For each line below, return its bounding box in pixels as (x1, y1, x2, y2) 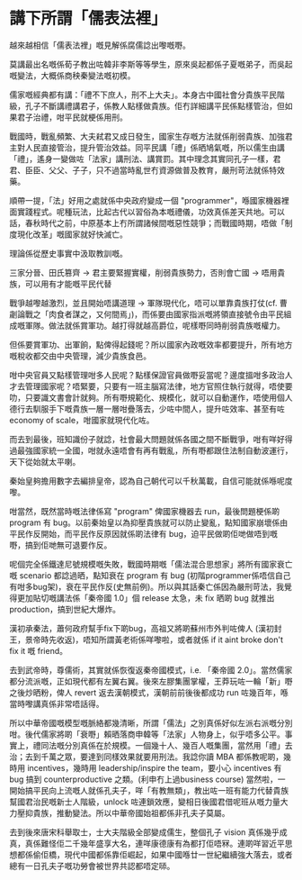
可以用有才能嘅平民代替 (24, 278, 112, 289)
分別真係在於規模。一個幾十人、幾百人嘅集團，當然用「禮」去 (64, 739, 293, 750)
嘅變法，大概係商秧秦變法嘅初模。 (9, 69, 136, 81)
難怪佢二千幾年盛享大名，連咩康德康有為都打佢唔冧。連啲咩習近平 (40, 838, 285, 848)
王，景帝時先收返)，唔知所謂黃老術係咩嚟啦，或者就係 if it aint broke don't (9, 634, 283, 645)
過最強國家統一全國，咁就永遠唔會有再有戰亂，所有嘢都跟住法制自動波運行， (9, 445, 293, 456)
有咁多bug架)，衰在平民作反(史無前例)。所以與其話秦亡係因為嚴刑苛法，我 (9, 581, 285, 592)
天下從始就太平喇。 (9, 456, 81, 467)
